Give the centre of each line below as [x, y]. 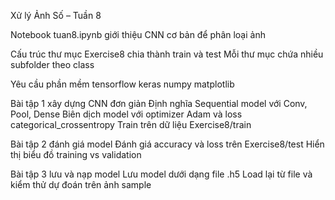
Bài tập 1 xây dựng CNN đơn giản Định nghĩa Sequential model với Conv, [159, 103]
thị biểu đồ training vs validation [76, 154]
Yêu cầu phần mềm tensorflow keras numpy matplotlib [122, 84]
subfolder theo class [52, 64]
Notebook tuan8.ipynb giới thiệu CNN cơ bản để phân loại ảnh [138, 34]
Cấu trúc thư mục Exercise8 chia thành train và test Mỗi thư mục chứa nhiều [167, 54]
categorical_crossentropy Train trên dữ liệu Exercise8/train [131, 124]
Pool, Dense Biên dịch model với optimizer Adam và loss [126, 114]
